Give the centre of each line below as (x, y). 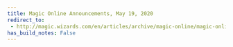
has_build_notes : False (42, 33)
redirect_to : (26, 20)
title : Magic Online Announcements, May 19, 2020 (80, 13)
